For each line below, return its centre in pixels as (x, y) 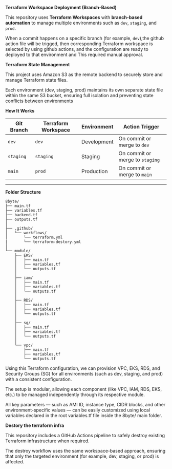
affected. (15, 462)
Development (97, 142)
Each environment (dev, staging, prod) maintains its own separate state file (84, 90)
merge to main (135, 174)
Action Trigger (141, 127)
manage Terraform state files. (37, 80)
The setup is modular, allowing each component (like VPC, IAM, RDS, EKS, (84, 389)
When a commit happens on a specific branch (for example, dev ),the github (85, 38)
